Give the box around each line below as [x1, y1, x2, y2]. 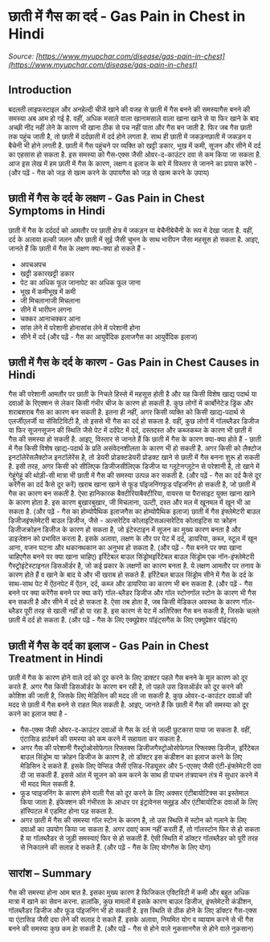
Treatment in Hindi [8, 651, 103, 665]
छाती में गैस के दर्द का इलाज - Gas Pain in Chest [8, 638, 209, 653]
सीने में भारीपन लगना [19, 304, 72, 314]
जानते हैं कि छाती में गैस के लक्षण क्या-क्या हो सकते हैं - [8, 243, 146, 253]
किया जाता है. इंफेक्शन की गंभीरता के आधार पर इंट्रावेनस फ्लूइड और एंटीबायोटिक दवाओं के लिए [19, 797, 258, 807]
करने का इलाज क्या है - [8, 709, 68, 719]
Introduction [8, 84, 72, 97]
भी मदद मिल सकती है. [19, 779, 76, 789]
